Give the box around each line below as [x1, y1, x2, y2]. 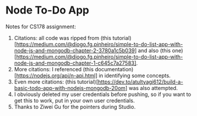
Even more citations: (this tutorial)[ [14, 78, 98, 85]
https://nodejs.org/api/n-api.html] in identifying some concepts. [16, 72, 171, 79]
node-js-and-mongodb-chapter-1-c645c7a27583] [14, 59, 137, 67]
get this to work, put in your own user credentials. [14, 97, 135, 104]
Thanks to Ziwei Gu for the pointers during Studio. [14, 103, 136, 110]
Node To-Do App [5, 4, 90, 17]
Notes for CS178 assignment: [5, 23, 76, 30]
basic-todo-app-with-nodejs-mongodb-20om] [14, 84, 128, 91]
